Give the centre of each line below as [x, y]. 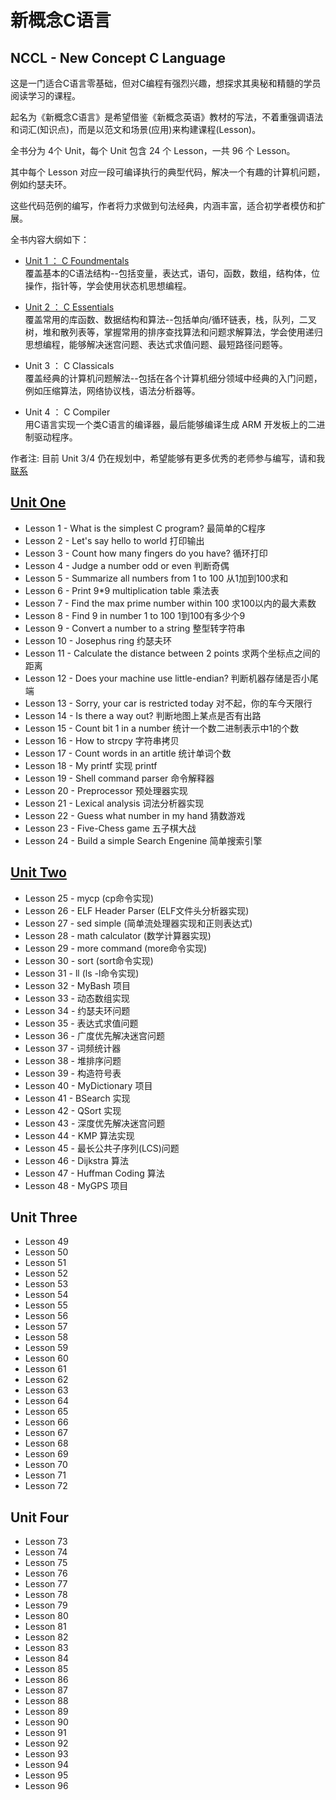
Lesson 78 [46, 1595]
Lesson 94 [46, 1765]
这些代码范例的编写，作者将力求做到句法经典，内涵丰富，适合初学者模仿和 [163, 205]
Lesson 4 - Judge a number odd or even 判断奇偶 [127, 565]
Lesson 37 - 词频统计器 [73, 1048]
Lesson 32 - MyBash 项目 [78, 985]
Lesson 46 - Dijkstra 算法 [76, 1160]
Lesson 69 [46, 1454]
